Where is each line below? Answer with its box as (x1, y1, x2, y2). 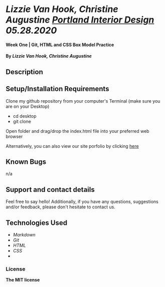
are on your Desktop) (6, 103, 50, 109)
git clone (13, 118, 32, 124)
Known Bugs (6, 157, 47, 166)
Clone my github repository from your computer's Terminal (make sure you (6, 98, 160, 104)
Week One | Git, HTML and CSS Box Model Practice (6, 42, 114, 48)
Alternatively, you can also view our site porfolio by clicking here (6, 143, 139, 149)
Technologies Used (6, 218, 67, 227)
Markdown (13, 232, 36, 238)
